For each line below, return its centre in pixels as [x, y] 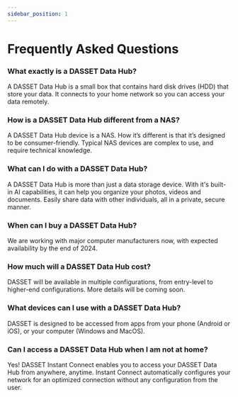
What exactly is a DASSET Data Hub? [72, 71]
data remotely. [28, 102]
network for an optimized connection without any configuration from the [113, 379]
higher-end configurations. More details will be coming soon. [96, 290]
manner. [19, 207]
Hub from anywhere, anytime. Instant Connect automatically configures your [119, 372]
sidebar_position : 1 [38, 14]
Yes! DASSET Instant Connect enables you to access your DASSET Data [112, 364]
